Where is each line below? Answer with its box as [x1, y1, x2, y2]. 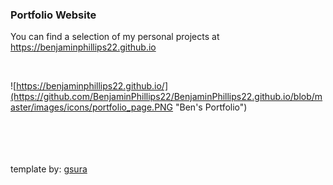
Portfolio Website [10, 8, 97, 22]
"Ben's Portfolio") [175, 101, 248, 113]
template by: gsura [10, 163, 88, 175]
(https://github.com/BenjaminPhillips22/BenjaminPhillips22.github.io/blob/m [10, 91, 323, 103]
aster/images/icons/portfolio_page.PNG [10, 101, 174, 113]
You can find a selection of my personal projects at [10, 31, 220, 43]
